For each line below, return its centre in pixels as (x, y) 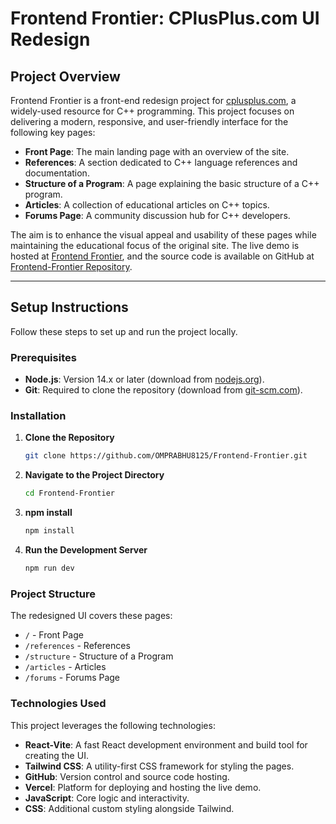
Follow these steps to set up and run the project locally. (124, 331)
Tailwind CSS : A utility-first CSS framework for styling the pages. (159, 766)
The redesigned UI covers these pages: (91, 616)
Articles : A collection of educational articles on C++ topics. (147, 205)
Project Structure (53, 594)
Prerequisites (43, 357)
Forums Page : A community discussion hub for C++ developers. (157, 215)
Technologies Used (58, 704)
